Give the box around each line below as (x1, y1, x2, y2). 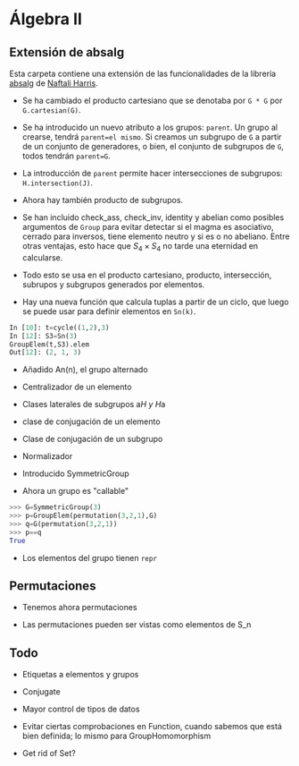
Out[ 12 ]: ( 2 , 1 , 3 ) (9, 348, 82, 357)
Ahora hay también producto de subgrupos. (21, 195, 184, 205)
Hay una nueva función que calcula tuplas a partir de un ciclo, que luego (21, 296, 289, 307)
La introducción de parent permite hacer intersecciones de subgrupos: (21, 168, 283, 178)
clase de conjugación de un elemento (21, 416, 161, 427)
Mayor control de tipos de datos (21, 703, 140, 715)
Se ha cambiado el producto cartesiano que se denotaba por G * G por (21, 95, 283, 106)
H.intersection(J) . (21, 177, 94, 188)
